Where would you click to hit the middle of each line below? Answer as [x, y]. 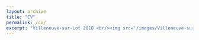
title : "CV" [21, 17]
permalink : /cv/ [26, 22]
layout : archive [26, 11]
